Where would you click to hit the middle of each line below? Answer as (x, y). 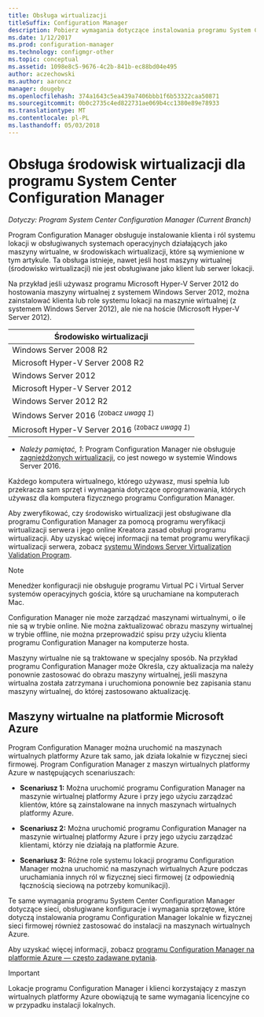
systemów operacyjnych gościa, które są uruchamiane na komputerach (124, 594)
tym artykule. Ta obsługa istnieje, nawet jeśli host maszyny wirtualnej (120, 260)
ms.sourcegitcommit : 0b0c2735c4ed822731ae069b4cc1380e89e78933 (114, 103)
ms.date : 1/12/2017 (40, 37)
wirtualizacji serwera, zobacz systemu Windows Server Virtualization (120, 547)
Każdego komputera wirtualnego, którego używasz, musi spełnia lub (119, 481)
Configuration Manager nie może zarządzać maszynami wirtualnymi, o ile (127, 618)
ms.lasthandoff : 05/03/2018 (54, 125)
